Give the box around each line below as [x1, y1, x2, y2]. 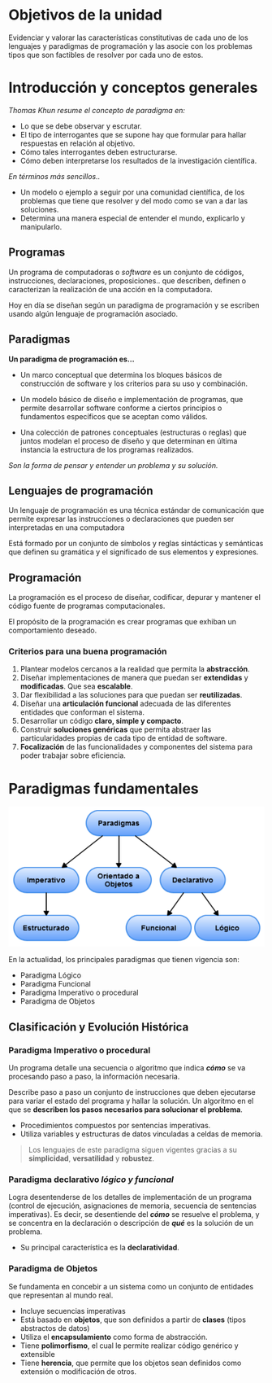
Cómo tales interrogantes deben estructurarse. [19, 147, 178, 156]
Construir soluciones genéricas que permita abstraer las [19, 724, 212, 734]
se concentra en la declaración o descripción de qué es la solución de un [8, 1219, 254, 1228]
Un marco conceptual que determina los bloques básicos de [19, 370, 222, 379]
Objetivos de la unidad [8, 6, 162, 24]
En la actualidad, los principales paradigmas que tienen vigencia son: [8, 955, 240, 965]
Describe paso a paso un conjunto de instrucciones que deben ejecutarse [8, 1088, 256, 1097]
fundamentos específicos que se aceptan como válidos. [19, 411, 209, 421]
